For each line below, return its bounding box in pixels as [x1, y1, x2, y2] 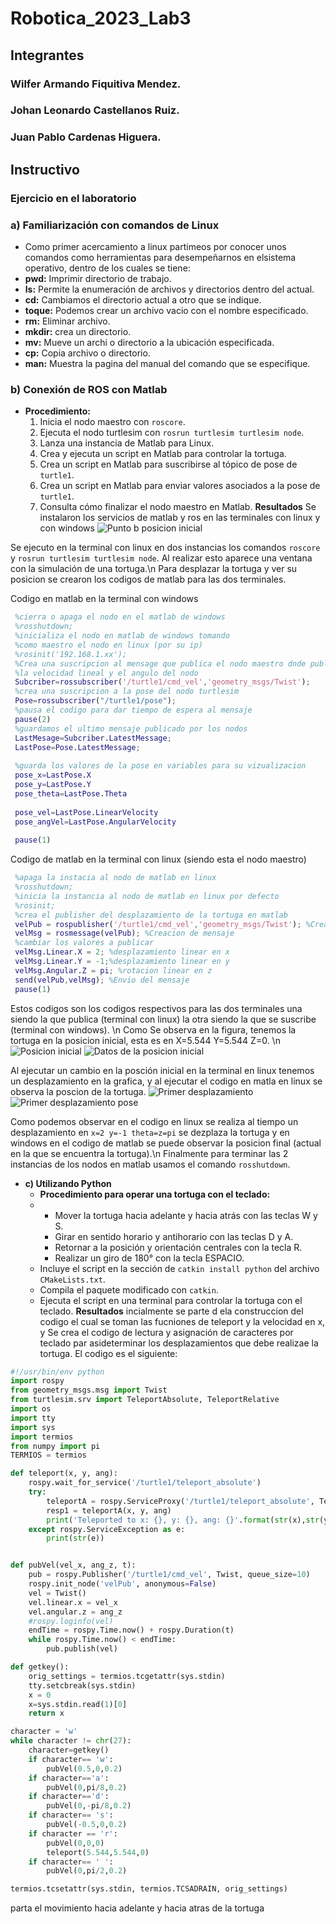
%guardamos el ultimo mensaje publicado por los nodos [14, 723, 248, 734]
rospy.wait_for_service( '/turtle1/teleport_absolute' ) [28, 1478, 262, 1488]
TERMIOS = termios [10, 1450, 87, 1461]
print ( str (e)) [46, 1533, 105, 1544]
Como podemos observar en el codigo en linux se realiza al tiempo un [10, 1115, 299, 1127]
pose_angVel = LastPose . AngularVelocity [14, 817, 177, 827]
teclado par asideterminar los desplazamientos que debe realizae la [39, 1337, 319, 1349]
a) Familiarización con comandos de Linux [10, 218, 220, 232]
